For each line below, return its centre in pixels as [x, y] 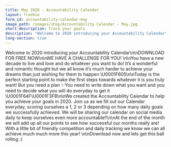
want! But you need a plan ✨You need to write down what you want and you [85, 85]
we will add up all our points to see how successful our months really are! [82, 123]
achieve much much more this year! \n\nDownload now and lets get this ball [85, 134]
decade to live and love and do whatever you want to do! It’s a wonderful [81, 63]
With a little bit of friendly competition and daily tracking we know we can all [85, 128]
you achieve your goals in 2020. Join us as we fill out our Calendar [75, 101]
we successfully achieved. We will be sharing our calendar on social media [84, 112]
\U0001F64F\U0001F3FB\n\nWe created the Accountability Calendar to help [85, 96]
